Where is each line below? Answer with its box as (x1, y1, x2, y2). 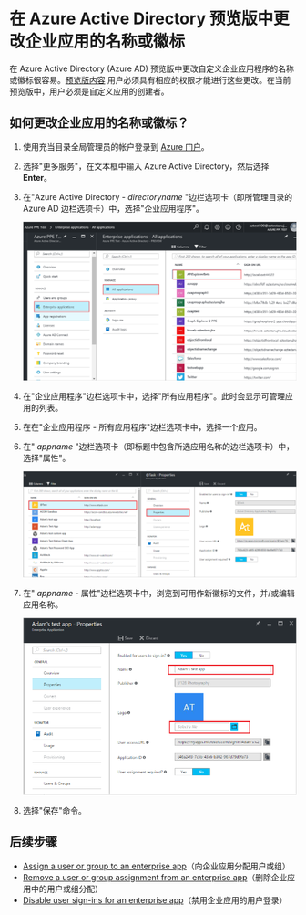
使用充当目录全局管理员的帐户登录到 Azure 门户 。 (22, 141, 209, 152)
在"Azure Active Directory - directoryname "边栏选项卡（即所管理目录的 (22, 191, 293, 202)
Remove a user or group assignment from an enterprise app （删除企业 (22, 871, 288, 882)
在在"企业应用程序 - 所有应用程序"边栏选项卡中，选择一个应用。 (22, 421, 262, 432)
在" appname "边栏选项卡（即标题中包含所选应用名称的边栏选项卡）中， (22, 440, 294, 452)
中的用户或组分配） (30, 883, 103, 894)
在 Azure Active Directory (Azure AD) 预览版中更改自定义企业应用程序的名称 (9, 63, 294, 74)
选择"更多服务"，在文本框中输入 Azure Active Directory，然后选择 (22, 161, 270, 172)
